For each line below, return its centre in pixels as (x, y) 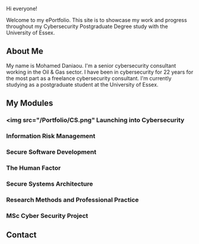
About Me (25, 51)
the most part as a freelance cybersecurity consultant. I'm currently (89, 78)
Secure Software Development (51, 152)
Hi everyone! (22, 9)
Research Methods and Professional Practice (72, 199)
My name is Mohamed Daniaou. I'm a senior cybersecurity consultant (91, 65)
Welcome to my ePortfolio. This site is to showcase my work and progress (97, 20)
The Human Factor (34, 167)
